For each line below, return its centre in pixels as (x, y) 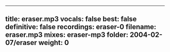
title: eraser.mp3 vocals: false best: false (71, 19)
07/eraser (21, 43)
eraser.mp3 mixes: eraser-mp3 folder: (67, 35)
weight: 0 (54, 43)
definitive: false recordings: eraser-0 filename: (81, 27)
